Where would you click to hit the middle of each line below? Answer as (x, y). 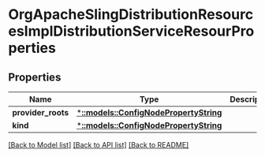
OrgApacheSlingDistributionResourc (131, 15)
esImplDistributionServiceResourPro (131, 31)
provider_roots (41, 112)
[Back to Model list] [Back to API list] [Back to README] (99, 145)
